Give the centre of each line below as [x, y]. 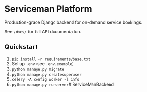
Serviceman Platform [48, 9]
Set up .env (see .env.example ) [43, 63]
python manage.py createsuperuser [46, 74]
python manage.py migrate [38, 69]
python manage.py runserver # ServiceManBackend [63, 84]
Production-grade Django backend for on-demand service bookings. [73, 22]
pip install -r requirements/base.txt [51, 59]
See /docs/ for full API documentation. [43, 31]
